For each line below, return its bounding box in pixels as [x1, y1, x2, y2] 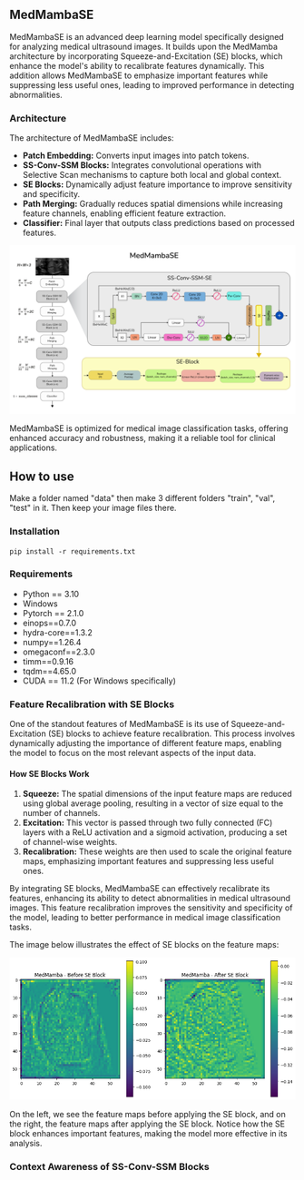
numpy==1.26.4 [22, 636, 82, 647]
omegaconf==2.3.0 [22, 646, 95, 657]
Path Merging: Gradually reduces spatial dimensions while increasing [22, 199, 283, 210]
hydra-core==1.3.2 [22, 626, 93, 638]
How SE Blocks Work [9, 768, 90, 779]
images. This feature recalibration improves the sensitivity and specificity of [9, 902, 293, 913]
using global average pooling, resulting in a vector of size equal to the [22, 798, 284, 809]
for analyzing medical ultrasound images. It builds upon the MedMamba [9, 41, 279, 52]
